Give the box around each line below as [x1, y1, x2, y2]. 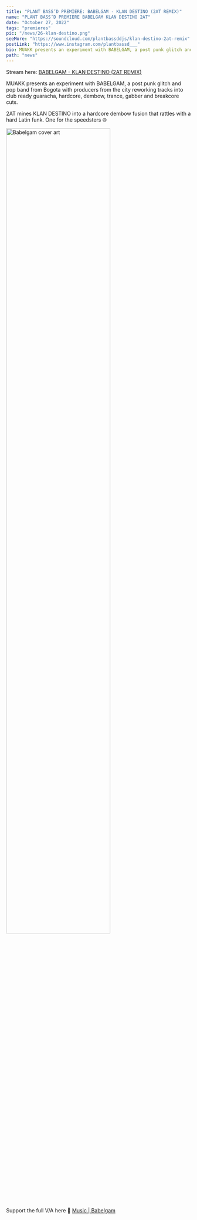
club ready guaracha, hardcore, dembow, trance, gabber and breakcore [6, 92, 179, 99]
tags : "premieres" [6, 25, 51, 31]
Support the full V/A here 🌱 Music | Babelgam [6, 1206, 116, 1214]
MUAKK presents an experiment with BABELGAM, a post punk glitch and [6, 80, 181, 87]
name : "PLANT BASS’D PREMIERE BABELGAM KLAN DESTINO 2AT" [6, 14, 151, 20]
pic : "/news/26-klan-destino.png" [6, 31, 91, 36]
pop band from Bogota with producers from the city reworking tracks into [6, 86, 184, 93]
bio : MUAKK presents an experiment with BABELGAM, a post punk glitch [6, 47, 182, 53]
